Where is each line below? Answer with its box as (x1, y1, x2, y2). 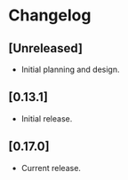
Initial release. (20, 113, 73, 124)
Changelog (8, 5, 92, 26)
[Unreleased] (8, 41, 84, 56)
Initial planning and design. (20, 64, 120, 74)
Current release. (20, 162, 82, 173)
